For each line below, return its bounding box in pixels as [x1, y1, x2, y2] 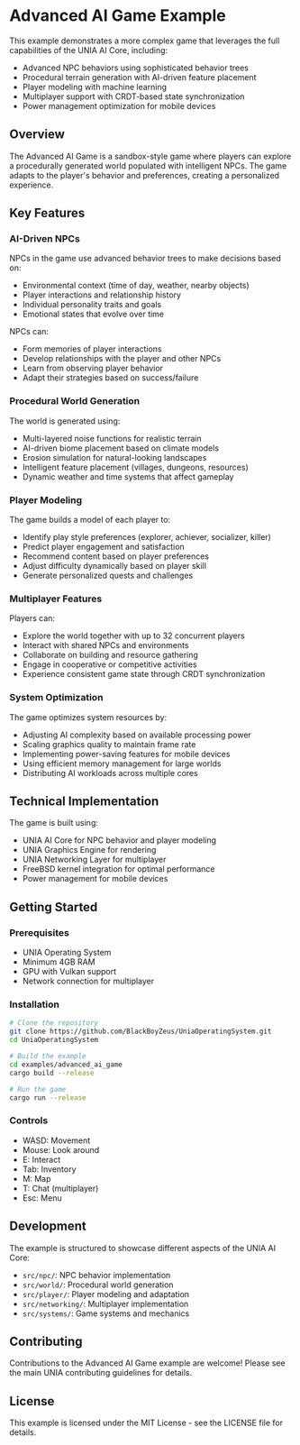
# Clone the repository [9, 1019, 99, 1028]
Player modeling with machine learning [22, 81, 168, 92]
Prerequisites [9, 926, 69, 938]
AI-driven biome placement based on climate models [22, 443, 219, 453]
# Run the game [9, 1084, 67, 1093]
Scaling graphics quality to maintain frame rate [22, 738, 196, 749]
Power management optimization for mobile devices [22, 100, 216, 111]
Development [9, 1219, 87, 1234]
